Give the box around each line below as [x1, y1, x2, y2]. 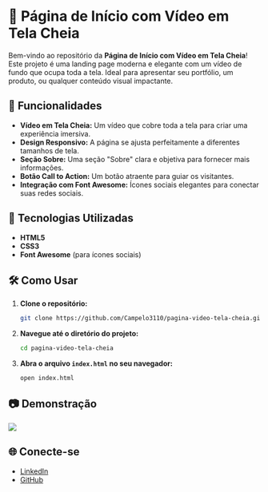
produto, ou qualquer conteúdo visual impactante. [8, 76, 174, 85]
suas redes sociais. [19, 188, 84, 198]
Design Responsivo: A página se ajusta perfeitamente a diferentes [19, 137, 240, 147]
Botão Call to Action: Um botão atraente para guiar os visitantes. [19, 171, 234, 181]
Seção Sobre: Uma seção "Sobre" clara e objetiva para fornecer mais [19, 154, 250, 164]
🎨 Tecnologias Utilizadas [8, 212, 134, 225]
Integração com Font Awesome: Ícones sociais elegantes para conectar [19, 180, 260, 189]
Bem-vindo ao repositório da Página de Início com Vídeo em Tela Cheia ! [8, 50, 248, 60]
